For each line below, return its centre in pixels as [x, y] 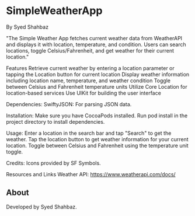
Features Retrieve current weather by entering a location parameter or [90, 68]
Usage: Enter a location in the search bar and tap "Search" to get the [89, 133]
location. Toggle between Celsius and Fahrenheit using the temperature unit [97, 145]
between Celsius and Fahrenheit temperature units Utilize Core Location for [97, 86]
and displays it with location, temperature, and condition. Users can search [96, 44]
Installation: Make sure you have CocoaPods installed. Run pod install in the [97, 116]
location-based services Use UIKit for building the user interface [84, 93]
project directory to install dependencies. [55, 121]
